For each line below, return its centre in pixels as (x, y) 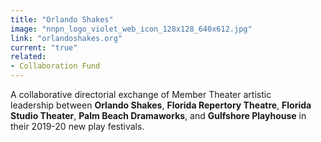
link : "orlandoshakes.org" (66, 38)
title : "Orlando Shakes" (62, 19)
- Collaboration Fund (55, 66)
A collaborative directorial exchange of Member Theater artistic (141, 94)
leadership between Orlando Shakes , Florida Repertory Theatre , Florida (161, 105)
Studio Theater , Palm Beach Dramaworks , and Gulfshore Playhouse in (158, 115)
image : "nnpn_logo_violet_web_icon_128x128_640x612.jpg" (131, 29)
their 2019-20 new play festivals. (77, 126)
